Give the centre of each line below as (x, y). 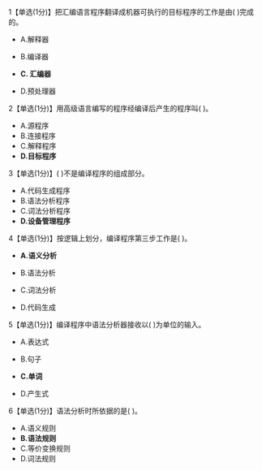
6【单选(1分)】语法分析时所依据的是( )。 (75, 411)
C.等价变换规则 (45, 448)
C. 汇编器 (35, 74)
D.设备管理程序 (45, 221)
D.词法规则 (38, 458)
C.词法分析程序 (45, 211)
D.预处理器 (38, 91)
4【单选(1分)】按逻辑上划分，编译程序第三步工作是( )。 (100, 238)
